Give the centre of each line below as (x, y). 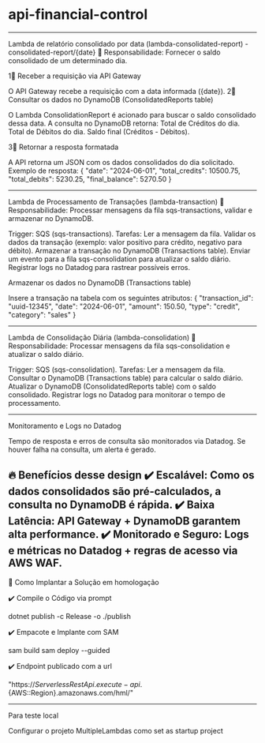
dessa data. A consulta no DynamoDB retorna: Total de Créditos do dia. (124, 123)
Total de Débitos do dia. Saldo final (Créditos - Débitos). (99, 131)
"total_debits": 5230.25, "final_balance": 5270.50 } (90, 178)
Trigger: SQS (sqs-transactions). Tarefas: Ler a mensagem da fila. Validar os (132, 234)
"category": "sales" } (42, 314)
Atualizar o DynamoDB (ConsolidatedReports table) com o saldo (112, 386)
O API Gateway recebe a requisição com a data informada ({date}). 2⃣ (122, 91)
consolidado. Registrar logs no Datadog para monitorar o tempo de (117, 394)
